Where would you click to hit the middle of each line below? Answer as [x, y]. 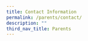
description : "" [27, 23]
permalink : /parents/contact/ [44, 17]
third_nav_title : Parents [39, 29]
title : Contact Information [42, 12]
